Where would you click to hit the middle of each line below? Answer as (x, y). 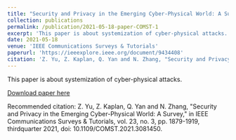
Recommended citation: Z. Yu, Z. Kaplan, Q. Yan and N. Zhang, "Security (112, 106)
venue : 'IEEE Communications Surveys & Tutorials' (83, 46)
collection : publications (45, 20)
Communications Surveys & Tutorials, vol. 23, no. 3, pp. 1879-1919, (104, 121)
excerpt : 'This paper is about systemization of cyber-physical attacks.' (119, 33)
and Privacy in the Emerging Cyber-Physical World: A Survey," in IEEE (108, 113)
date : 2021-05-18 (33, 40)
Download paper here (39, 92)
